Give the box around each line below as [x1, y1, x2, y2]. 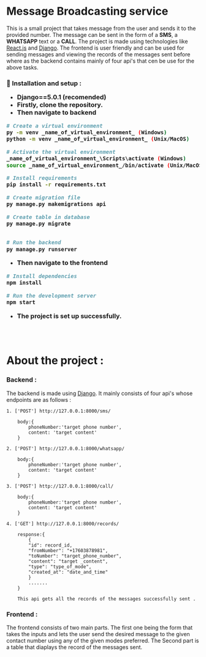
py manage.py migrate [6, 220, 71, 227]
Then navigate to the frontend [17, 259, 109, 267]
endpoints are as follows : [6, 396, 72, 403]
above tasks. [6, 63, 39, 71]
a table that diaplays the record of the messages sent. [6, 643, 143, 651]
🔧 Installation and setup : [6, 79, 82, 87]
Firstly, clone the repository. [17, 101, 103, 109]
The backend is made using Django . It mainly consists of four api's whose [6, 390, 193, 397]
